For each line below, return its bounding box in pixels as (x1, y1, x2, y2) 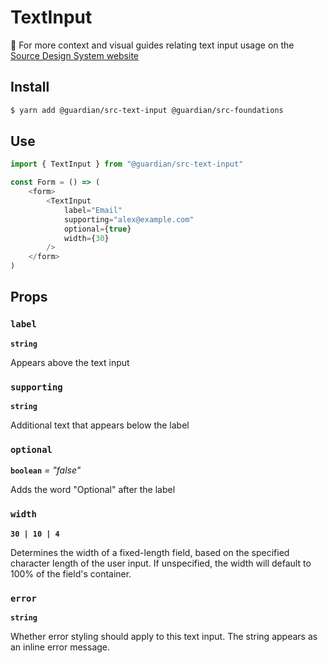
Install (10, 79, 50, 96)
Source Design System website (10, 49, 140, 61)
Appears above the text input (10, 356, 130, 368)
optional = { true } (63, 224, 132, 234)
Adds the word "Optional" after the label (10, 484, 176, 496)
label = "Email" (63, 205, 123, 215)
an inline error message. (10, 641, 111, 653)
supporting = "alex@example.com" (63, 214, 195, 225)
